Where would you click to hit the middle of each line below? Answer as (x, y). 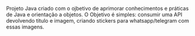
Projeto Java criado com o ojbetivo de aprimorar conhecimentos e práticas (97, 8)
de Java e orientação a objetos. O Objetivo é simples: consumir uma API (94, 15)
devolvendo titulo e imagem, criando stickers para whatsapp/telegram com (98, 21)
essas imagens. (25, 27)
